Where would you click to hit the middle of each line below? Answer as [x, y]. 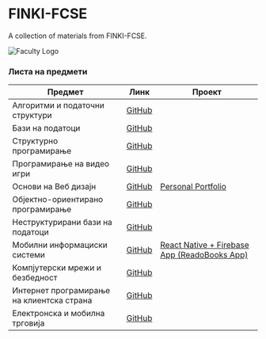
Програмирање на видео [61, 164]
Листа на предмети [48, 71]
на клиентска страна [52, 300]
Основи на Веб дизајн [54, 187]
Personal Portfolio [194, 187]
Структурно [35, 141]
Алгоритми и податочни [58, 105]
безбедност [35, 278]
